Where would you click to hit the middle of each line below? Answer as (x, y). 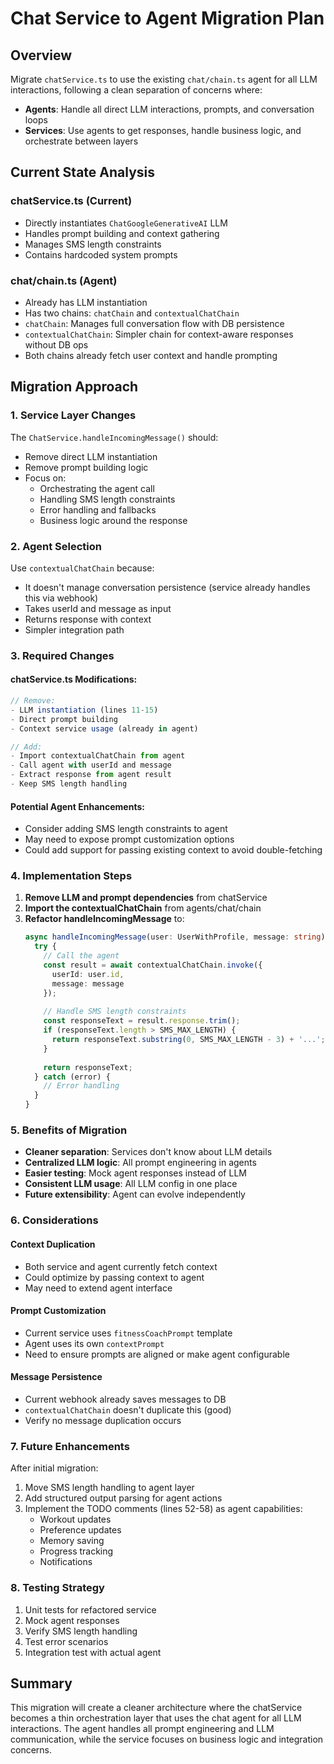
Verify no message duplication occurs (103, 1420)
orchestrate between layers (81, 141)
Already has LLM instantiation (86, 302)
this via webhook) (61, 598)
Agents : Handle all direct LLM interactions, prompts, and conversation (169, 109)
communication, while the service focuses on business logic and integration (167, 1739)
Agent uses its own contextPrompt (94, 1343)
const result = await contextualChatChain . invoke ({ (153, 965)
